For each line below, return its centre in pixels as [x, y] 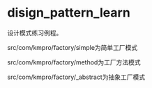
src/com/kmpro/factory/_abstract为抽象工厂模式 [76, 77]
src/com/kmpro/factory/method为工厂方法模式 [74, 62]
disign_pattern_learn [69, 13]
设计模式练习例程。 [35, 33]
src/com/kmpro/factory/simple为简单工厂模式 [73, 47]
